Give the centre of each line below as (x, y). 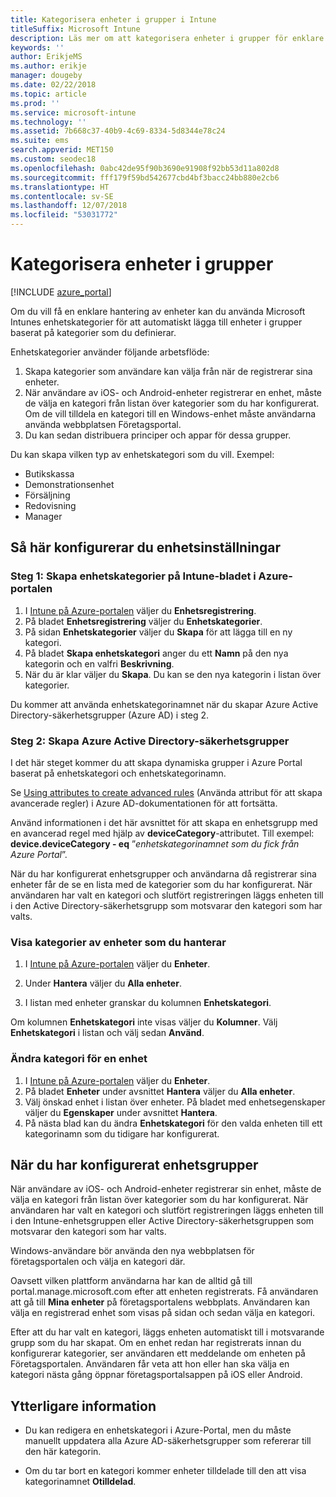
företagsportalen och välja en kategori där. (98, 1262)
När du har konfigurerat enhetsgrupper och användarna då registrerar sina (163, 873)
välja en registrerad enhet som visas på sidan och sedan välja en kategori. (163, 1313)
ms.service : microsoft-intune (73, 112)
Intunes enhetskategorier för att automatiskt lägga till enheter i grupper (156, 322)
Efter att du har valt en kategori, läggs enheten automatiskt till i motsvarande (167, 1332)
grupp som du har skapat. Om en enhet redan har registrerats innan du (156, 1343)
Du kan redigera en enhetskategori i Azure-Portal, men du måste (158, 1430)
